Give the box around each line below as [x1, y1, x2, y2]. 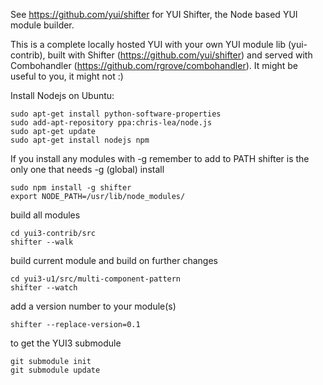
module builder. [10, 19, 75, 31]
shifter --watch [10, 283, 78, 293]
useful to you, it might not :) [10, 70, 124, 82]
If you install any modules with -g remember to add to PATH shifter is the [10, 153, 310, 164]
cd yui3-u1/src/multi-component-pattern [10, 274, 182, 284]
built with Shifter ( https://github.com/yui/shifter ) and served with [47, 49, 313, 61]
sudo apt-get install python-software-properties [10, 109, 222, 119]
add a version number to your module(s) [10, 300, 177, 312]
